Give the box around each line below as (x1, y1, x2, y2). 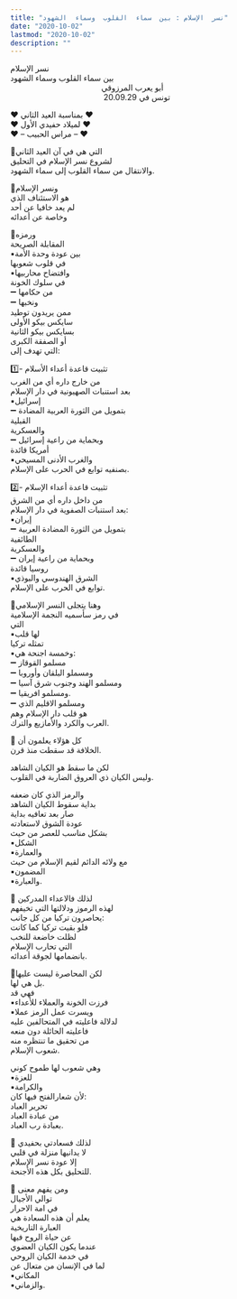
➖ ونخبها (10, 297, 39, 308)
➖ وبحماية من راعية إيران (10, 552, 95, 564)
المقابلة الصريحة (10, 238, 66, 249)
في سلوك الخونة (10, 277, 66, 288)
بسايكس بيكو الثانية (10, 326, 75, 337)
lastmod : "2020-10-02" (10, 30, 96, 39)
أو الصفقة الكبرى (10, 336, 67, 347)
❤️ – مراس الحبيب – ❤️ (10, 128, 88, 140)
